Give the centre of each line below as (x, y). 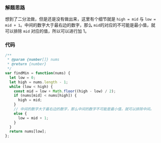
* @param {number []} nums (33, 60)
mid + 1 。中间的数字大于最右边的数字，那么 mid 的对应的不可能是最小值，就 (80, 25)
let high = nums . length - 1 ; (39, 82)
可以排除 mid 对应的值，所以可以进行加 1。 (47, 31)
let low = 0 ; (23, 78)
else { (20, 114)
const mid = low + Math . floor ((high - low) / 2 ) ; (65, 91)
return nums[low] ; (28, 131)
